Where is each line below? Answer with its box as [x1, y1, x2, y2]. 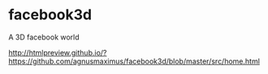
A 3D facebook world [8, 32, 80, 42]
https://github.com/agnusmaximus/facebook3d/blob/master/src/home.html [8, 56, 260, 66]
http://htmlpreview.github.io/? [8, 47, 107, 57]
